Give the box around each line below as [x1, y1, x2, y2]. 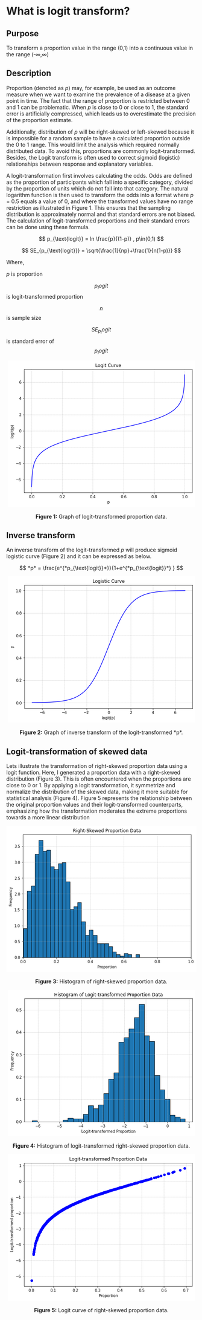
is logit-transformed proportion [6, 293, 83, 300]
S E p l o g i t [91, 325, 112, 335]
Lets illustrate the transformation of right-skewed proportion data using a [6, 762, 188, 770]
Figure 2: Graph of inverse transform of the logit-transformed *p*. [19, 729, 183, 736]
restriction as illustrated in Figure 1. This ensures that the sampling [6, 204, 171, 211]
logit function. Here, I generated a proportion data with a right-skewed [6, 769, 181, 776]
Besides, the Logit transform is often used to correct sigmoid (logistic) [6, 154, 180, 161]
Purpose [6, 28, 39, 39]
